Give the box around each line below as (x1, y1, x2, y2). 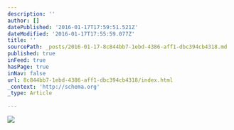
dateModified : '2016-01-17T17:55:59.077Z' (7, 30, 135, 38)
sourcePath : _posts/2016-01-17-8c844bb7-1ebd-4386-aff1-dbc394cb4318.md (7, 43, 228, 50)
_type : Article (7, 90, 53, 97)
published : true (7, 50, 55, 58)
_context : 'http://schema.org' (7, 83, 100, 90)
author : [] (7, 17, 40, 24)
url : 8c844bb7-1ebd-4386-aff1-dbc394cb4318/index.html (7, 76, 174, 84)
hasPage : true (7, 63, 50, 70)
